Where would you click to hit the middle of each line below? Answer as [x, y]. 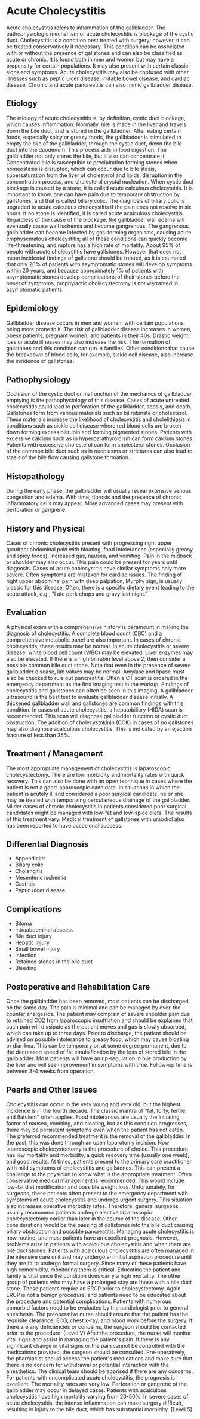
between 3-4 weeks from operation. [51, 1071]
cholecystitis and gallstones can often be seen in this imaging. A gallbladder [99, 690]
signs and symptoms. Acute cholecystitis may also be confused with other [98, 72]
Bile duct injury [33, 936]
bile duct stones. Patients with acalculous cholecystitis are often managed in [100, 1250]
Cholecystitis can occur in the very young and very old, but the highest [93, 1104]
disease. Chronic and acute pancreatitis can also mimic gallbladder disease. [100, 84]
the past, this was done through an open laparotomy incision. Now [88, 1142]
